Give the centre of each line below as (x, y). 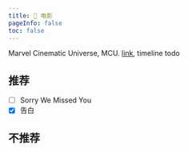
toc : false (26, 30)
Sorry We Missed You (56, 100)
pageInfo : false (35, 23)
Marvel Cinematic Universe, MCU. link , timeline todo (94, 54)
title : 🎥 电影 (31, 16)
